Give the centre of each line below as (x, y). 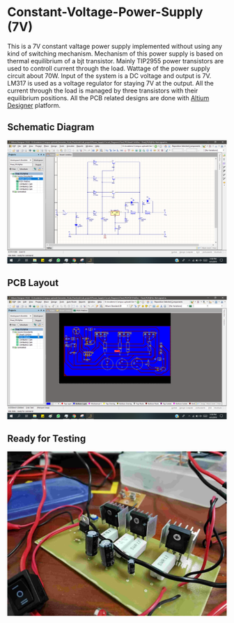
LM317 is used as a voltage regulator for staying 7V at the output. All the (110, 83)
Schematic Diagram (51, 127)
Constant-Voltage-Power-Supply (105, 12)
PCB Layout (33, 283)
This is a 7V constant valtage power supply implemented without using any (115, 46)
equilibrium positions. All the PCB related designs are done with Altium (108, 97)
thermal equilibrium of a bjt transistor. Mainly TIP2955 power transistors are (116, 61)
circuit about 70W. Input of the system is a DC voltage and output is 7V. (109, 76)
